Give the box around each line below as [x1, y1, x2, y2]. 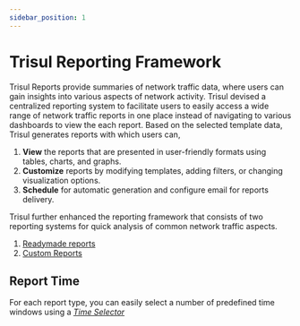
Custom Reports [21, 247, 82, 258]
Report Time [9, 273, 81, 288]
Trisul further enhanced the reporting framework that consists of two [9, 211, 264, 222]
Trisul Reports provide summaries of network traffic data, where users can [9, 81, 285, 92]
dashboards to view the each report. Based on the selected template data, [9, 119, 283, 130]
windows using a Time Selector [9, 306, 125, 318]
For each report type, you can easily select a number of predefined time [9, 297, 276, 308]
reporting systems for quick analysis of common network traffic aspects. [9, 220, 278, 231]
